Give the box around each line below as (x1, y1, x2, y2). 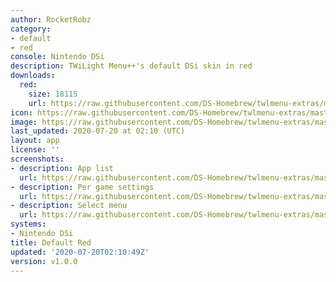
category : (10, 24, 52, 34)
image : (10, 117, 38, 127)
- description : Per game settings (10, 182, 155, 192)
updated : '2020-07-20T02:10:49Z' (10, 247, 150, 257)
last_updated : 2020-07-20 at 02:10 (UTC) (10, 126, 186, 136)
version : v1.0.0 (10, 256, 78, 266)
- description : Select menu (10, 201, 128, 211)
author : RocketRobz (10, 14, 92, 25)
